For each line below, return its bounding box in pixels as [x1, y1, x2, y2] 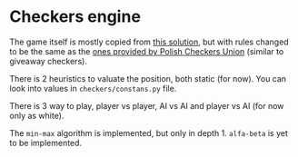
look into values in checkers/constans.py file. [9, 83, 177, 93]
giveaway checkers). [9, 55, 88, 66]
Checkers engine [9, 6, 141, 27]
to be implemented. [9, 137, 83, 148]
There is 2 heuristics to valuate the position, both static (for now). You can [9, 73, 287, 83]
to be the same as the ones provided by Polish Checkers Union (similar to [9, 45, 284, 56]
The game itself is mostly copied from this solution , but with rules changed [9, 36, 289, 47]
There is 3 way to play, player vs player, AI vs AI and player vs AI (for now [9, 100, 284, 111]
